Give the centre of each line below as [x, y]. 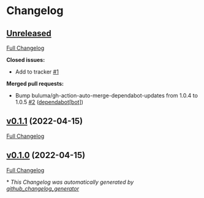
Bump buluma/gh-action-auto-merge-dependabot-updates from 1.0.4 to [106, 95]
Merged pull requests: [35, 84]
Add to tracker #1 [37, 72]
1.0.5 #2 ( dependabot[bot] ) [49, 102]
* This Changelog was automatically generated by [70, 182]
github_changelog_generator [43, 188]
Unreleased [29, 33]
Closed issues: [26, 60]
